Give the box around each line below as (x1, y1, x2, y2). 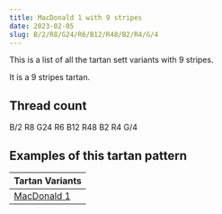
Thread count (9, 98, 87, 113)
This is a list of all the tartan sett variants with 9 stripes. (9, 55, 214, 66)
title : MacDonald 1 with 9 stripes (9, 13, 143, 22)
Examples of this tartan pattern (9, 147, 187, 163)
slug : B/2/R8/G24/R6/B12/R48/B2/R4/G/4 (9, 30, 159, 39)
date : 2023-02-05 (9, 22, 75, 31)
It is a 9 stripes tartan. (9, 72, 91, 83)
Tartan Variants (13, 174, 83, 187)
